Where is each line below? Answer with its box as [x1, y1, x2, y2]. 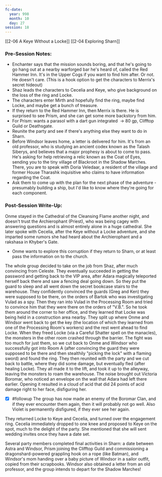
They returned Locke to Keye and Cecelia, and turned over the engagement [5, 415, 156, 421]
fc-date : [5, 7, 23, 12]
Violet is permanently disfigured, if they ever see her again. [12, 406, 130, 412]
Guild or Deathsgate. [12, 123, 54, 129]
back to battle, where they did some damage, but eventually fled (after [5, 360, 146, 366]
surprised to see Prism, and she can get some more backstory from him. [12, 113, 157, 119]
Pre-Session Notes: [5, 50, 52, 57]
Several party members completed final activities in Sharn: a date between [5, 440, 154, 446]
